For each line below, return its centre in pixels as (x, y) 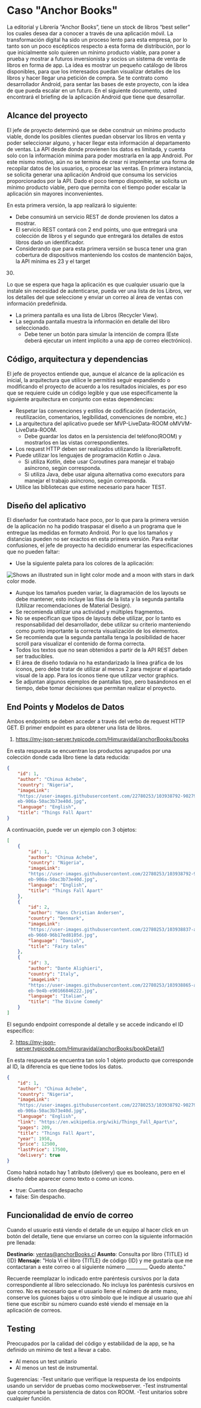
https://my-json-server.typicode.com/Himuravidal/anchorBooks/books (102, 740)
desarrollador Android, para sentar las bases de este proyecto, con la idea (98, 84)
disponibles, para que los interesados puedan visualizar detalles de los (94, 71)
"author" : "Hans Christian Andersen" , (76, 913)
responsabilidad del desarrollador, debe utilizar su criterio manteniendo (103, 625)
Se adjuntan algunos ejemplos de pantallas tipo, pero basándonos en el (103, 682)
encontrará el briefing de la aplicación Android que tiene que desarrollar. (96, 97)
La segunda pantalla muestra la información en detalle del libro (93, 321)
